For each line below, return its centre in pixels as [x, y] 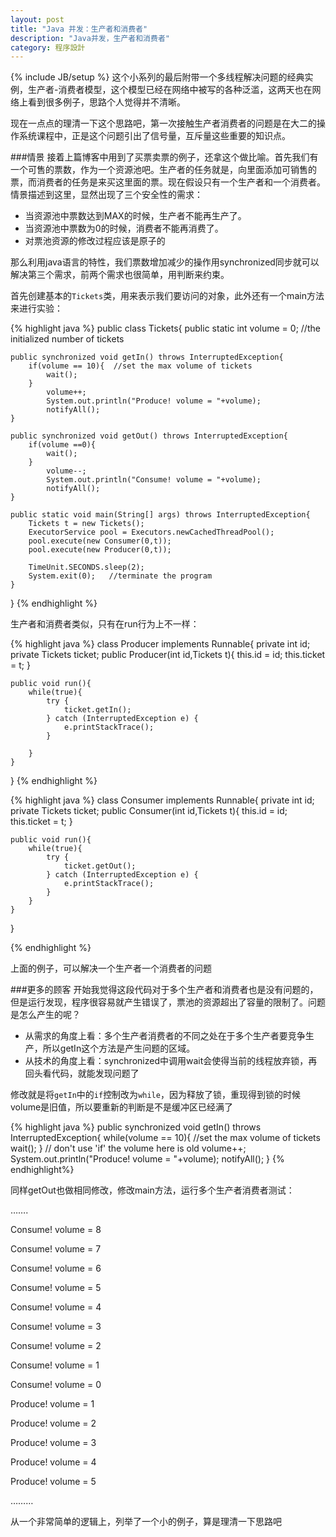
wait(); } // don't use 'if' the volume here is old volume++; [128, 1148]
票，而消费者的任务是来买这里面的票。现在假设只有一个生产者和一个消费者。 [168, 182]
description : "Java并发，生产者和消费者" [90, 38]
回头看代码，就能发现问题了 [82, 1073]
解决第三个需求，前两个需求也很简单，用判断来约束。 [120, 275]
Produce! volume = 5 [53, 1482]
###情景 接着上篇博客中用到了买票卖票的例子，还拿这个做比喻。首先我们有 [164, 157]
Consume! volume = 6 [56, 1268]
